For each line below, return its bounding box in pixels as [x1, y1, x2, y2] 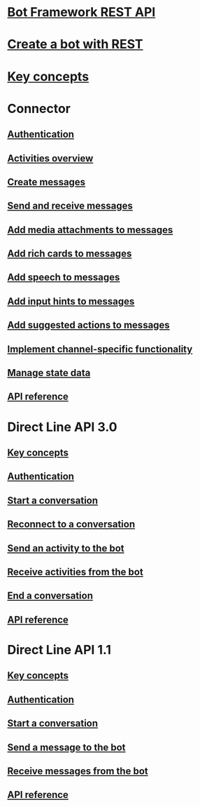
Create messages [7, 176, 86, 188]
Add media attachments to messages [7, 224, 173, 236]
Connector [7, 100, 71, 116]
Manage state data [7, 367, 91, 379]
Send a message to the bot [7, 741, 126, 753]
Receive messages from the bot [7, 765, 148, 777]
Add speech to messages [7, 272, 120, 284]
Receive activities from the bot [7, 566, 143, 578]
